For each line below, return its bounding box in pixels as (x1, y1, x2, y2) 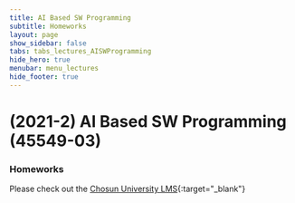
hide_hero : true (9, 55, 71, 64)
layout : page (9, 30, 59, 39)
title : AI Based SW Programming (9, 13, 131, 23)
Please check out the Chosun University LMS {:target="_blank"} (9, 183, 246, 195)
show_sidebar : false (9, 38, 88, 48)
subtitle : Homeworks (9, 22, 88, 31)
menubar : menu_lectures (9, 64, 100, 73)
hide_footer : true (9, 72, 79, 82)
